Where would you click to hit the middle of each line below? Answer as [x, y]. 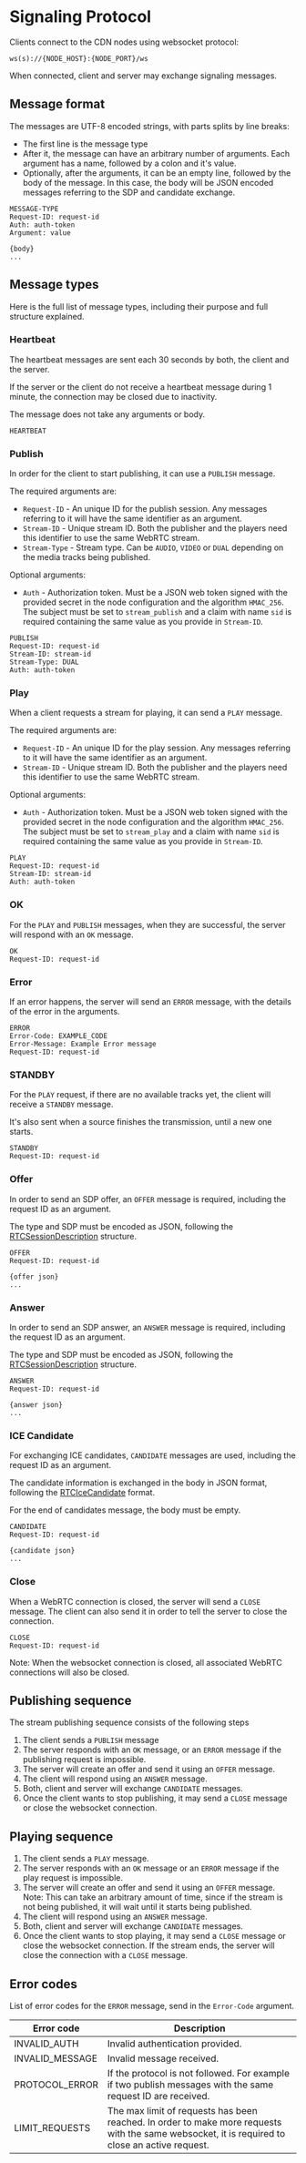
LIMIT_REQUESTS [52, 2127]
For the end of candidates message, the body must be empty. [125, 1510]
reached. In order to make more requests [194, 2122]
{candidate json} [42, 1551]
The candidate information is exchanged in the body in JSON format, [138, 1483]
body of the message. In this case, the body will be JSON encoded [148, 182]
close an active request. [158, 2145]
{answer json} [36, 1404]
